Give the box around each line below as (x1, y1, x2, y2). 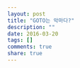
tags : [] (7, 37, 33, 44)
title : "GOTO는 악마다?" (7, 17, 75, 24)
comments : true (7, 43, 52, 50)
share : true (7, 50, 42, 57)
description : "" (7, 23, 55, 30)
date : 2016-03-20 (7, 30, 59, 38)
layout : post (7, 10, 46, 18)
